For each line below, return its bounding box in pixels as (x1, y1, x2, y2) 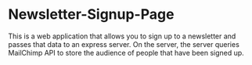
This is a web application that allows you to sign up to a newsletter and (8, 31, 236, 41)
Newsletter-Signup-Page (8, 5, 175, 23)
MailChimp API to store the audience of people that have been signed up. (8, 48, 244, 57)
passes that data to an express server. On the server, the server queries (8, 39, 240, 49)
